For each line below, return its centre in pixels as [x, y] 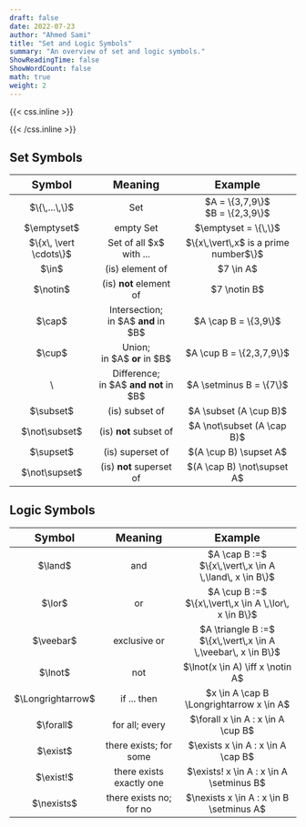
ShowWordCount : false [51, 69]
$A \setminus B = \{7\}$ [237, 385]
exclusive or [139, 640]
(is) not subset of [136, 431]
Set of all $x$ [136, 243]
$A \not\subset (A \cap [237, 426]
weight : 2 [28, 86]
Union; [136, 348]
